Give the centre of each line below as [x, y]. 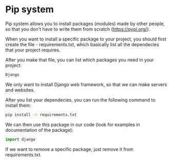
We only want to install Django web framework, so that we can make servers [86, 84]
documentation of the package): [39, 130]
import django [21, 139]
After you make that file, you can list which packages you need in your [80, 59]
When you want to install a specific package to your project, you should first [86, 39]
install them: [18, 105]
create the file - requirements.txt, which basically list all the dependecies [82, 44]
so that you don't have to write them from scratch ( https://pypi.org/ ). [78, 29]
